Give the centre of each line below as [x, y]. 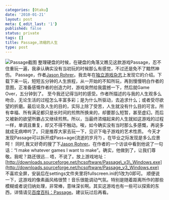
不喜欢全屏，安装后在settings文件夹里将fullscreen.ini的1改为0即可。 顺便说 [82, 173]
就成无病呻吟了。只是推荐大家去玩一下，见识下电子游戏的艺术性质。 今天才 [83, 131]
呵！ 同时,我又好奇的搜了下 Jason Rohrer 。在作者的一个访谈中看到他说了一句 [84, 144]
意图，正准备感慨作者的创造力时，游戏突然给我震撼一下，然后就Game [77, 87]
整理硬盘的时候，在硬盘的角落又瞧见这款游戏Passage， [95, 62]
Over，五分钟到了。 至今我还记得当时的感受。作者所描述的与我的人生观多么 [83, 93]
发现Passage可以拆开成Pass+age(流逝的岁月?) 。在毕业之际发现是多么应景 [83, 137]
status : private [22, 33]
